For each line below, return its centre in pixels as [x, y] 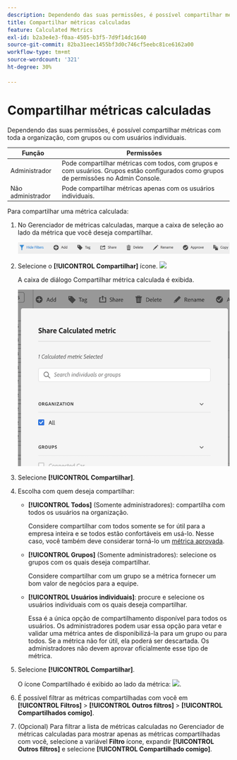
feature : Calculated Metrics [50, 30]
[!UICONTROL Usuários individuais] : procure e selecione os [116, 598]
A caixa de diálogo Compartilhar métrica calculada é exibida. [106, 280]
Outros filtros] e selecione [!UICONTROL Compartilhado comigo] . [115, 749]
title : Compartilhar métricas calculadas [69, 22]
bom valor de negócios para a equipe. [83, 583]
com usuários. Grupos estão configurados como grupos [143, 171]
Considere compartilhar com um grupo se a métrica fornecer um [122, 576]
